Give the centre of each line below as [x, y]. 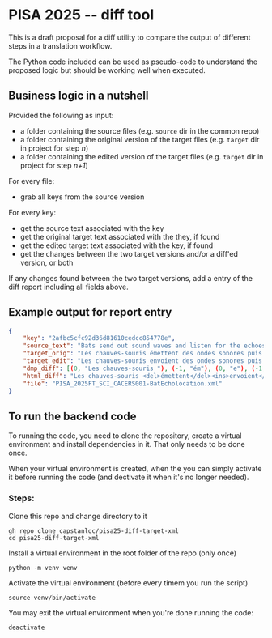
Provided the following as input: [61, 115]
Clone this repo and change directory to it [78, 516]
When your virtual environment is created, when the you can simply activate [135, 469]
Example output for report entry [90, 312]
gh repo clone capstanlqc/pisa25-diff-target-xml [94, 531]
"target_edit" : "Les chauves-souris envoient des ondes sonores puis [143, 361]
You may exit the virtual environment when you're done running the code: [131, 612]
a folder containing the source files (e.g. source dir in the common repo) [140, 130]
